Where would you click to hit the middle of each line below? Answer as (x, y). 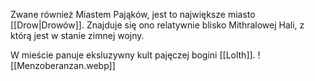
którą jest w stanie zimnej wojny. (77, 35)
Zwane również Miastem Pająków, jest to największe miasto (133, 14)
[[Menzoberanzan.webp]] (63, 65)
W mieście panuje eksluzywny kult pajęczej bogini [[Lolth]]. (133, 55)
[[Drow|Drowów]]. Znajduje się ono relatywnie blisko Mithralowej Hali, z (157, 25)
